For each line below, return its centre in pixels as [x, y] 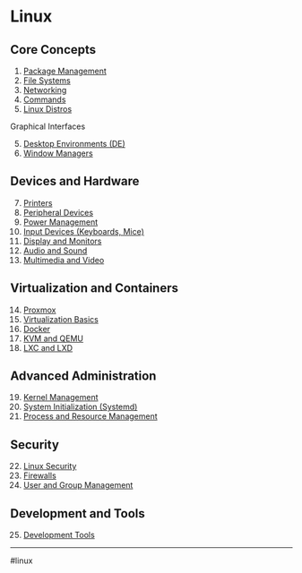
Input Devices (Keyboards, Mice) [83, 231]
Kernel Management [60, 398]
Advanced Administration [83, 376]
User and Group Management [78, 485]
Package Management [65, 71]
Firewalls [39, 475]
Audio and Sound [55, 250]
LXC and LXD [48, 347]
